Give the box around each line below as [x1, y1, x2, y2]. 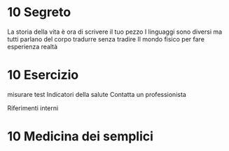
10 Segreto [7, 4, 71, 20]
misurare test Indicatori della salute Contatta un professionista [7, 90, 187, 98]
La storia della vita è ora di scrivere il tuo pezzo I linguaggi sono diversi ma [7, 27, 223, 36]
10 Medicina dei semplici [7, 129, 154, 145]
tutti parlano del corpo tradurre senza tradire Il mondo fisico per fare [7, 34, 205, 43]
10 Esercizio [7, 67, 79, 83]
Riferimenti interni [7, 103, 59, 112]
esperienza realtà [7, 42, 58, 51]
